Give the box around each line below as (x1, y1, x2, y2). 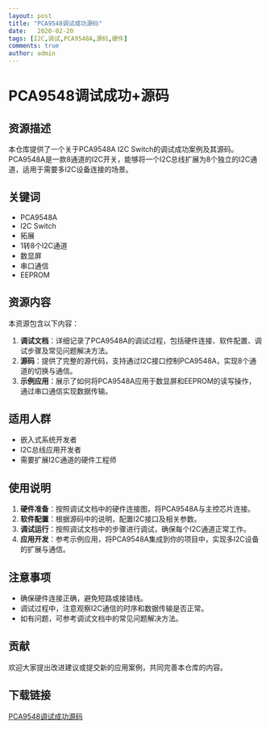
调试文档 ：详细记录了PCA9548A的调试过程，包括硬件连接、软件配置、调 (19, 335, 262, 345)
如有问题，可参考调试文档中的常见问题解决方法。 (19, 613, 183, 623)
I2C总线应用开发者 (19, 445, 82, 455)
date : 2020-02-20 (8, 27, 74, 35)
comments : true (8, 42, 60, 50)
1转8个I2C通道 (19, 240, 68, 251)
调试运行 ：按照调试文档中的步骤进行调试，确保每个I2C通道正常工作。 (19, 525, 251, 534)
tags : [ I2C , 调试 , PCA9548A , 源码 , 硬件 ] (8, 34, 128, 43)
